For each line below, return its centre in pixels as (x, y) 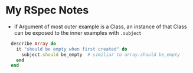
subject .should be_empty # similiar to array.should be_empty (101, 54)
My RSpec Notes (47, 10)
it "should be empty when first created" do (72, 49)
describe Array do (34, 44)
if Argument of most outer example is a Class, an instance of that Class (100, 26)
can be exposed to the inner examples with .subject (78, 32)
